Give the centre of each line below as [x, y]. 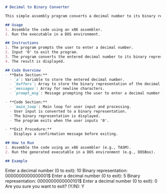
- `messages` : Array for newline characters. [57, 89]
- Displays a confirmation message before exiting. [64, 134]
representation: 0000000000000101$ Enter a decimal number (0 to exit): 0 [81, 181]
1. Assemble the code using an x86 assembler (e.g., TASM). [68, 148]
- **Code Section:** [26, 102]
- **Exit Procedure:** [28, 129]
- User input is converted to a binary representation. [68, 111]
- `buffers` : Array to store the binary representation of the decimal [85, 84]
